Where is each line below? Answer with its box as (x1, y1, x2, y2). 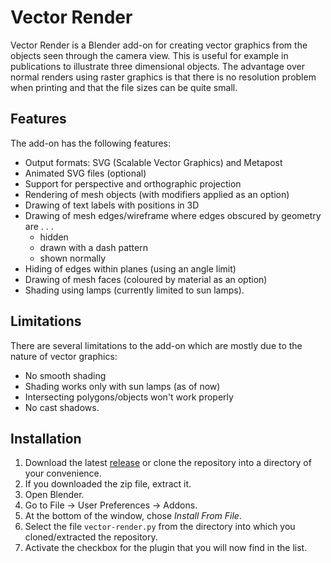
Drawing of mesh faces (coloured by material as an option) (24, 273, 268, 285)
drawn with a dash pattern (39, 241, 148, 253)
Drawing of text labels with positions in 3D (24, 199, 200, 211)
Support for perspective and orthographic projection (24, 177, 242, 190)
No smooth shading (24, 369, 107, 381)
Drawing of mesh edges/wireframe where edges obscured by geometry (24, 209, 322, 221)
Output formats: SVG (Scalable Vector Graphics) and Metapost (24, 156, 283, 168)
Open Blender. (24, 489, 85, 501)
